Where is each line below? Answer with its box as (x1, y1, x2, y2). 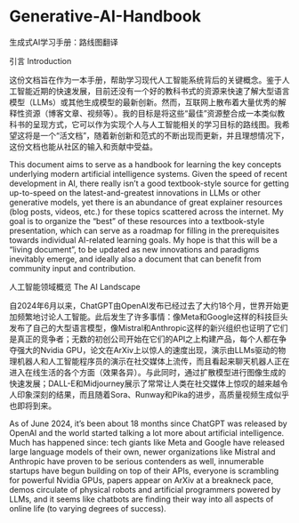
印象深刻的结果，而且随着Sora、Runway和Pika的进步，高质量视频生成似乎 (16, 389, 289, 399)
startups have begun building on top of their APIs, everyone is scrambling (9, 465, 279, 476)
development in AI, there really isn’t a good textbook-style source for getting (9, 178, 289, 189)
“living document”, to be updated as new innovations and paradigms (9, 244, 260, 254)
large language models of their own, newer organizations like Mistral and (9, 447, 276, 457)
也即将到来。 (9, 400, 56, 411)
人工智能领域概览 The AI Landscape (9, 281, 141, 292)
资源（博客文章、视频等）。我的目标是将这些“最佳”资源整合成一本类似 (24, 108, 278, 118)
